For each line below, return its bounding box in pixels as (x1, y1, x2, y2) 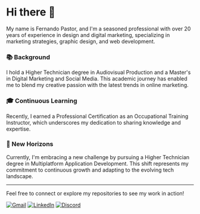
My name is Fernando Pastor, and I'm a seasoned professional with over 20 (6, 25, 191, 32)
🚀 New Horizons (6, 140, 54, 148)
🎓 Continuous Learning (6, 97, 77, 105)
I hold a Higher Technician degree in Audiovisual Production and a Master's (6, 69, 191, 76)
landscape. (6, 172, 34, 179)
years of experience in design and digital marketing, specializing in (6, 31, 170, 38)
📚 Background (6, 53, 51, 61)
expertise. (6, 125, 31, 132)
